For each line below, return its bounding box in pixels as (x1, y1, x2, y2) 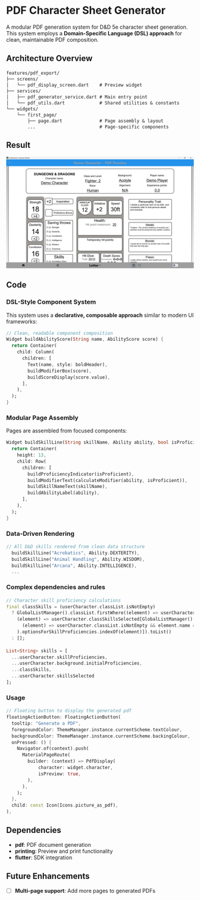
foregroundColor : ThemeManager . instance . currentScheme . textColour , (11, 727, 183, 733)
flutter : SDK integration (14, 853, 73, 861)
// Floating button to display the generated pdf (6, 708, 132, 714)
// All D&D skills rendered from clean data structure (6, 544, 145, 550)
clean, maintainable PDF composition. (6, 36, 99, 43)
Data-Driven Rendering (6, 529, 75, 538)
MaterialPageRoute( (21, 752, 70, 758)
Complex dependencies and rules (6, 583, 106, 591)
